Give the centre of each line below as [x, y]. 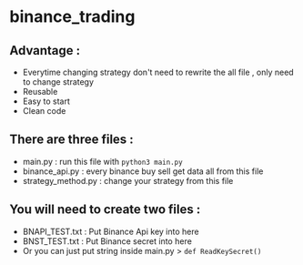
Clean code [44, 111]
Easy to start [46, 101]
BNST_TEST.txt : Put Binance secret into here [107, 241]
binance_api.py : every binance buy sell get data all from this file [143, 171]
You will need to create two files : [105, 210]
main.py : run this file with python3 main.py [103, 161]
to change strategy [58, 82]
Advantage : [45, 51]
